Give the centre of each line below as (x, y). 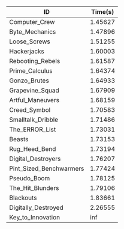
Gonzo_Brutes (29, 81)
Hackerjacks (27, 51)
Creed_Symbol (30, 110)
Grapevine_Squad (34, 90)
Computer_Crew (32, 22)
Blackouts (23, 198)
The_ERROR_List (33, 130)
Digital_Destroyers (35, 159)
